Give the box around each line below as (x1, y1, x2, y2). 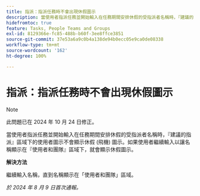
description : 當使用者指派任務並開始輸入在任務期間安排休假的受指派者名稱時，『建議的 (6, 14, 194, 20)
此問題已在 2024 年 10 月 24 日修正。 (6, 118, 98, 125)
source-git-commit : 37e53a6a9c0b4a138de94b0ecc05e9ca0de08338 (6, 36, 164, 42)
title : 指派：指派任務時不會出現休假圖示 (6, 8, 96, 15)
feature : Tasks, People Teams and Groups (6, 25, 111, 32)
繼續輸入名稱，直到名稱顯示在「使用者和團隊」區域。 (6, 171, 137, 178)
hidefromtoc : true (6, 20, 52, 26)
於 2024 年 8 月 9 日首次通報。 (6, 183, 82, 191)
